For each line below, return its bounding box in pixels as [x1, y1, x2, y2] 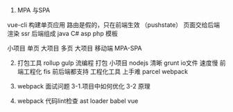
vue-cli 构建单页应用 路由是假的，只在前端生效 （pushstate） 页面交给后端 [7, 21, 221, 29]
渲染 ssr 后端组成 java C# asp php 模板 [7, 30, 118, 37]
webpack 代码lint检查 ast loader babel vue [17, 97, 139, 105]
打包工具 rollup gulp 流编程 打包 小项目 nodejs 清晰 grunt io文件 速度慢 [17, 59, 218, 67]
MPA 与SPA [17, 6, 51, 14]
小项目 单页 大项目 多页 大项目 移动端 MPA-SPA [7, 44, 142, 52]
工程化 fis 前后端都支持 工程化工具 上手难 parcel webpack [23, 68, 189, 75]
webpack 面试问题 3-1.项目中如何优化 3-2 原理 [17, 82, 150, 90]
